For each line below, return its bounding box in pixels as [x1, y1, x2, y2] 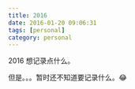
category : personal [8, 33, 73, 42]
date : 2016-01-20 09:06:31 [8, 19, 97, 27]
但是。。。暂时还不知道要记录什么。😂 [8, 72, 128, 83]
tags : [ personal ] [8, 26, 66, 34]
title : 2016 [8, 11, 47, 20]
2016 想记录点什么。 [8, 56, 75, 65]
